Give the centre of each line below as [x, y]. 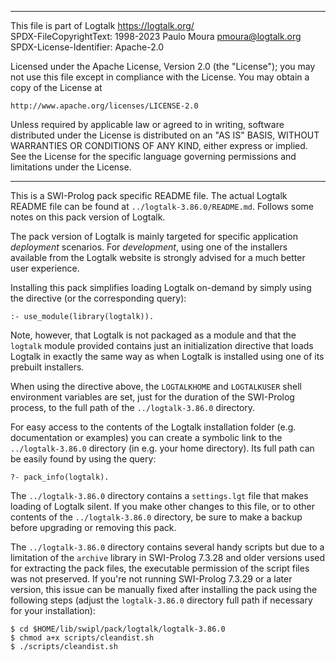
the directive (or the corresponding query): [98, 298]
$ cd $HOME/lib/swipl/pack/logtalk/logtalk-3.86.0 [118, 629]
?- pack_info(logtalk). [60, 477]
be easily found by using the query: [83, 459]
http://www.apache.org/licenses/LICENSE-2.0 [104, 106]
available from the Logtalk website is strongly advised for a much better [158, 257]
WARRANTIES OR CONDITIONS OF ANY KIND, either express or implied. [159, 145]
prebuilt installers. [47, 367]
